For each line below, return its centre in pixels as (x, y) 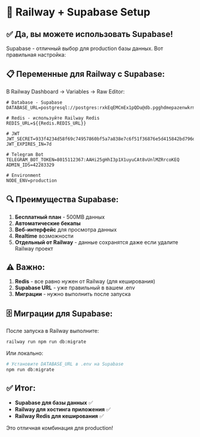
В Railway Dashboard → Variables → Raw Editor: (65, 91)
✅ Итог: (21, 388)
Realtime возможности (44, 236)
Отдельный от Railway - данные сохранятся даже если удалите (96, 242)
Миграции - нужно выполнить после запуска (73, 294)
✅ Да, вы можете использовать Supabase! (90, 34)
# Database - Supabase (34, 102)
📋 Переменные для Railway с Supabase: (85, 74)
